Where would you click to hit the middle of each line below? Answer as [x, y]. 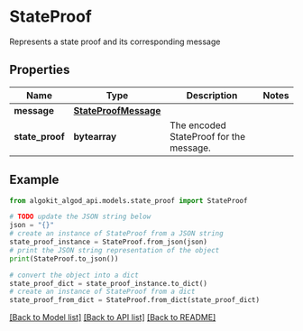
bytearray [95, 136]
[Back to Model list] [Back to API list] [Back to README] [113, 317]
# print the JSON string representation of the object [115, 250]
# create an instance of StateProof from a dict [102, 292]
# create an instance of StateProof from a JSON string [116, 234]
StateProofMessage [117, 110]
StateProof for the [208, 136]
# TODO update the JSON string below [80, 217]
